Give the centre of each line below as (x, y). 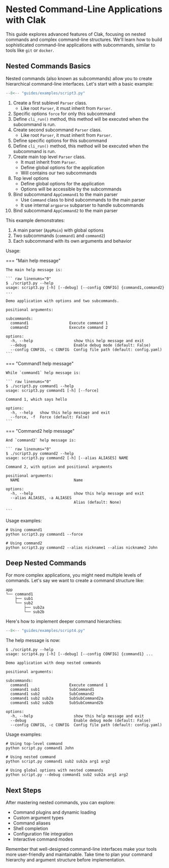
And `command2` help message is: (41, 440)
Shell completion (31, 828)
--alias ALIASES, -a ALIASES (41, 498)
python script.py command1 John (40, 748)
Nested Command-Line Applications (84, 9)
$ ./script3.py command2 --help (40, 454)
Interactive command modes (43, 839)
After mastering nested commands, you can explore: (60, 803)
